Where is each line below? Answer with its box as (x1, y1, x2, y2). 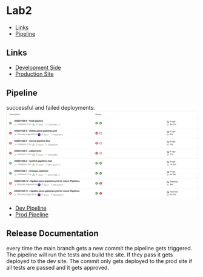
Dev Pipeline (15, 204, 47, 212)
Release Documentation (6, 229, 99, 239)
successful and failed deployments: (6, 104, 95, 111)
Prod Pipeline (15, 210, 48, 218)
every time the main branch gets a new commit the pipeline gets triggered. (6, 244, 193, 252)
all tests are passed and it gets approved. (6, 264, 109, 271)
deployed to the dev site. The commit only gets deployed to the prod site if (6, 257, 193, 264)
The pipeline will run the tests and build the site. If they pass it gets (6, 251, 173, 258)
